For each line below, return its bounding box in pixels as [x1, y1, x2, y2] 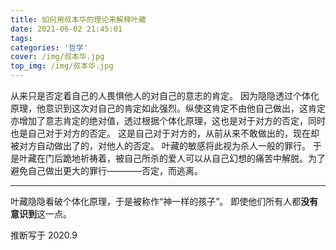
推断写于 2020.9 [10, 229, 78, 241]
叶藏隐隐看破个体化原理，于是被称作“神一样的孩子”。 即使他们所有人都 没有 [10, 196, 319, 207]
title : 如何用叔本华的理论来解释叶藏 [10, 14, 147, 25]
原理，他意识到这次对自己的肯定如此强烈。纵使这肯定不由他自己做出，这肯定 [10, 102, 326, 114]
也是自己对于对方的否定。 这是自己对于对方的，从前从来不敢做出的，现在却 [10, 127, 320, 139]
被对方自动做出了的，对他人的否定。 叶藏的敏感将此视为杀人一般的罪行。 [10, 140, 311, 151]
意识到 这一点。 [10, 208, 72, 220]
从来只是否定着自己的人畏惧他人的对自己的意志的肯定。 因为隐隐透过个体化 [10, 90, 320, 101]
